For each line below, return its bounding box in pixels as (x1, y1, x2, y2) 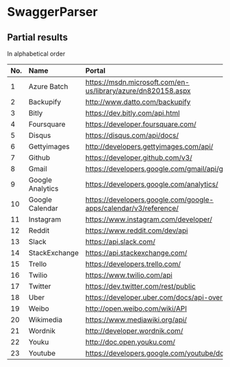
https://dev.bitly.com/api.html (85, 108, 180, 117)
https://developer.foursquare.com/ (85, 119, 196, 129)
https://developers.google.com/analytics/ (85, 180, 219, 189)
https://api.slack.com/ (85, 237, 155, 246)
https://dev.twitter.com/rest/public (85, 282, 196, 291)
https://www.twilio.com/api (85, 270, 172, 280)
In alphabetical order (7, 49, 66, 58)
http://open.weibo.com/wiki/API (85, 304, 187, 313)
